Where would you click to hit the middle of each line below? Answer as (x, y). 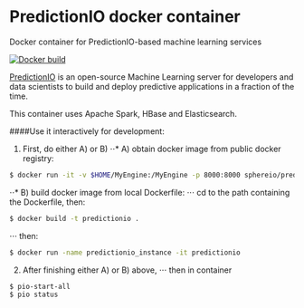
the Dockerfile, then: (47, 202)
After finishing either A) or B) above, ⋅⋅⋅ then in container (127, 270)
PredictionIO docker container (125, 17)
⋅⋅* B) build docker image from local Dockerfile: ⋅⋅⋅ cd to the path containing (150, 192)
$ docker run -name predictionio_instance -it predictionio (125, 252)
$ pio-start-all (40, 286)
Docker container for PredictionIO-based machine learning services (136, 42)
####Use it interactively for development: (87, 131)
